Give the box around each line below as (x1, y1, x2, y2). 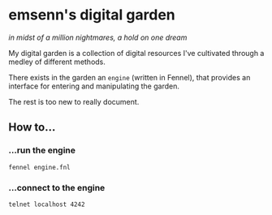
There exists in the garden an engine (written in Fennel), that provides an (8, 72, 251, 82)
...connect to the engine (8, 182, 106, 193)
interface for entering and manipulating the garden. (8, 81, 180, 91)
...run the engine (8, 144, 76, 156)
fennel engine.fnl (8, 163, 71, 171)
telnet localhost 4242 (8, 200, 85, 209)
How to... (8, 120, 56, 135)
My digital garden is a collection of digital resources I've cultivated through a (8, 48, 265, 58)
